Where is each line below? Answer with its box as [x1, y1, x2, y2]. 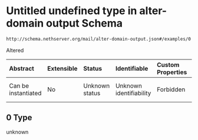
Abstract [9, 64, 34, 72]
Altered [6, 46, 24, 54]
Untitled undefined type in [6, 4, 137, 18]
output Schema [46, 16, 123, 30]
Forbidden [157, 85, 186, 94]
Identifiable [115, 64, 148, 72]
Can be [9, 81, 29, 89]
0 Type [6, 113, 32, 123]
